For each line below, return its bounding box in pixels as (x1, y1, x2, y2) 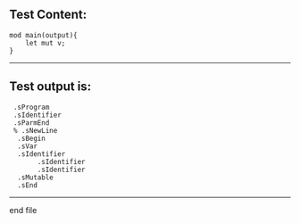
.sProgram (12, 103, 50, 111)
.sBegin (17, 134, 46, 143)
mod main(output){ (9, 30, 78, 39)
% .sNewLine (12, 126, 58, 135)
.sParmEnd (12, 118, 50, 128)
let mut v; (25, 38, 66, 47)
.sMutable (17, 173, 54, 182)
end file (9, 204, 37, 215)
